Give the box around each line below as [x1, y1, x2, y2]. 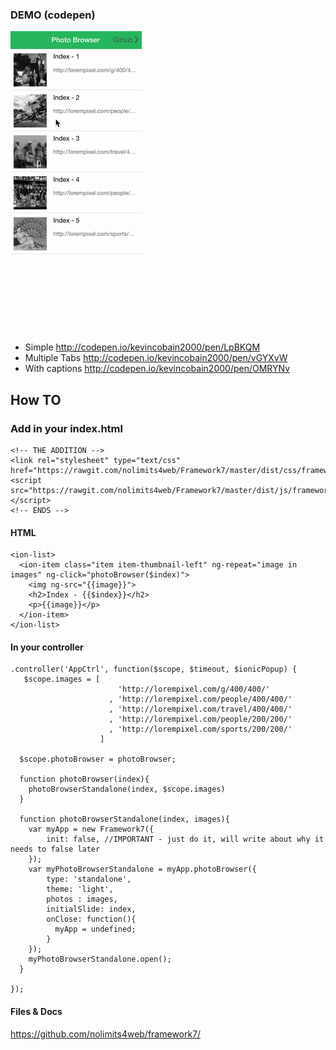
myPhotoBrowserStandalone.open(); [28, 954, 172, 965]
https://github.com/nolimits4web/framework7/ [10, 1028, 202, 1040]
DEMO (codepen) [10, 8, 96, 22]
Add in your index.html [10, 421, 123, 435]
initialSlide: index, [46, 904, 137, 915]
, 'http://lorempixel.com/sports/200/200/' [108, 724, 293, 735]
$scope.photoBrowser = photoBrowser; [19, 754, 177, 765]
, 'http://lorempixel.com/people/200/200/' [108, 714, 293, 725]
